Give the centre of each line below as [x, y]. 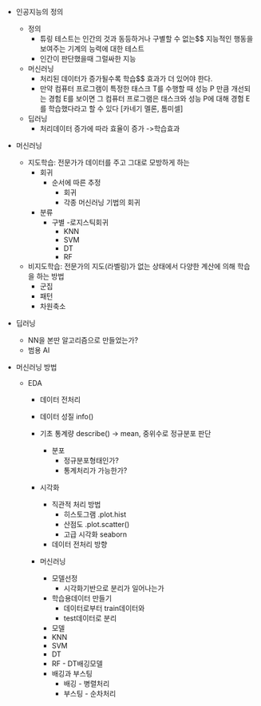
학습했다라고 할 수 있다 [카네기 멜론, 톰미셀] [116, 109]
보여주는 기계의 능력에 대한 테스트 [92, 49]
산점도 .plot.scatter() [97, 524]
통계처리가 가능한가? [95, 470]
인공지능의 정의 [40, 12]
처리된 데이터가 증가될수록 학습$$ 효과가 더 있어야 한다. [126, 79]
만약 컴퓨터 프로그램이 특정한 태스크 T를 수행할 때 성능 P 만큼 [134, 89]
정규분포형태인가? [91, 460]
